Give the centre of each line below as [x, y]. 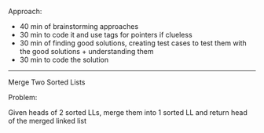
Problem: [23, 97]
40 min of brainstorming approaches [79, 26]
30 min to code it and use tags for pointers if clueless [106, 35]
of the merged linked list [48, 121]
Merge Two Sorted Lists [47, 82]
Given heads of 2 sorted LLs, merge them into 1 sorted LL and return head [128, 112]
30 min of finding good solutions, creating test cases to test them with [133, 43]
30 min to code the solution [64, 59]
